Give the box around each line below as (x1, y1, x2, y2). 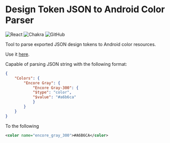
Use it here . (5, 51, 30, 57)
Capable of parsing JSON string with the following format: (5, 61, 128, 67)
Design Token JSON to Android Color (5, 4, 165, 15)
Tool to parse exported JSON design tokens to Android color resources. (5, 41, 156, 47)
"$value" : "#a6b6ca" (32, 94, 77, 100)
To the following (5, 123, 39, 129)
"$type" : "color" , (32, 90, 72, 95)
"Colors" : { (14, 76, 40, 81)
